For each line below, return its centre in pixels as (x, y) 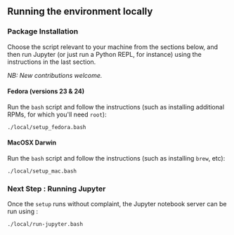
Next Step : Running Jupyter (57, 189)
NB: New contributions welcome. (55, 75)
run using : (23, 211)
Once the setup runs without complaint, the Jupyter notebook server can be (117, 204)
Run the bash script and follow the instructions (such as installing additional (116, 107)
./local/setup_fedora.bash (47, 127)
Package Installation (43, 32)
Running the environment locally (80, 12)
